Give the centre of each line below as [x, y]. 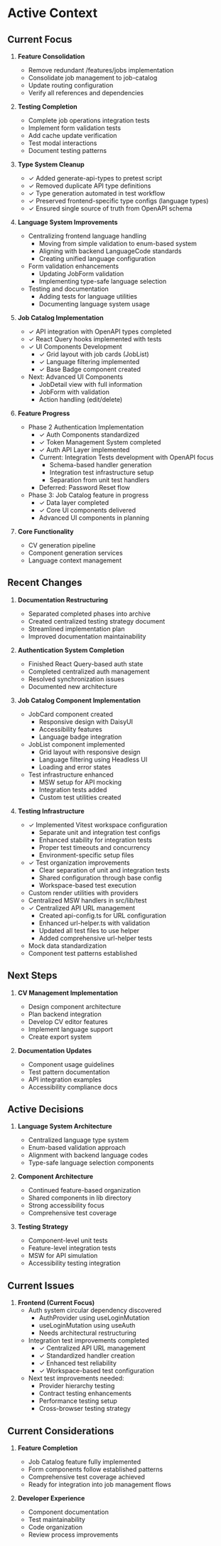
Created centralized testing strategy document [97, 621]
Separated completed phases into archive [89, 614]
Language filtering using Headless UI [93, 759]
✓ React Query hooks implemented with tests [95, 339]
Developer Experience [51, 1498]
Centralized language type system [79, 1140]
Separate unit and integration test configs [100, 832]
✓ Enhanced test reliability [78, 1363]
